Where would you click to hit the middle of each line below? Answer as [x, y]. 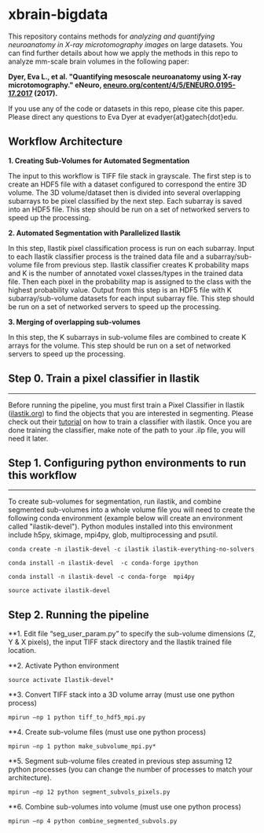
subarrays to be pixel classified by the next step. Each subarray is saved [125, 201]
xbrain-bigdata [58, 15]
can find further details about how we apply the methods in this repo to [123, 53]
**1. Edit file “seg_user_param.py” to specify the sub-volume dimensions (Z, [132, 634]
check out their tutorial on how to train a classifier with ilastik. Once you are [130, 422]
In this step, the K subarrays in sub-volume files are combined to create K [127, 337]
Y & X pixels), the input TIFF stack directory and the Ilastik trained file [120, 642]
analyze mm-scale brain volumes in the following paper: [99, 61]
